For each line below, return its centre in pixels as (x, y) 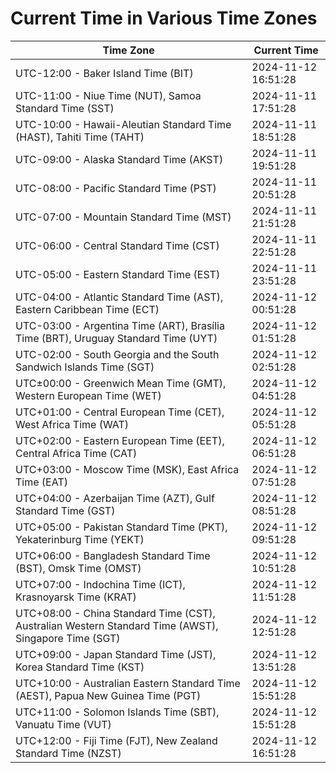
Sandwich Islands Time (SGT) (85, 367)
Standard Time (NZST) (68, 753)
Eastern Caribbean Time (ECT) (87, 309)
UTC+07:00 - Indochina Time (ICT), (100, 584)
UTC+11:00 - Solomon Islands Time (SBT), (117, 712)
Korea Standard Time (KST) (80, 667)
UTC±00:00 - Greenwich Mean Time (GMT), (121, 383)
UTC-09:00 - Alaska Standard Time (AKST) (119, 159)
